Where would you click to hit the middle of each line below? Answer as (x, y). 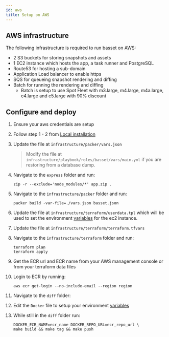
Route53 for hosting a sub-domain (49, 69)
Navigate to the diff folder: (42, 296)
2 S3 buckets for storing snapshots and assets (62, 58)
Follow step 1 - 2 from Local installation (54, 134)
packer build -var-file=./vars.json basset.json (66, 203)
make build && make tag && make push (53, 329)
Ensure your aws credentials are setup (54, 124)
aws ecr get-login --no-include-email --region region (73, 286)
